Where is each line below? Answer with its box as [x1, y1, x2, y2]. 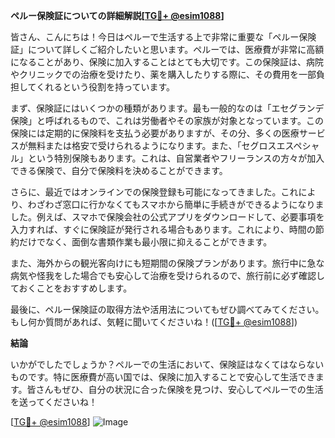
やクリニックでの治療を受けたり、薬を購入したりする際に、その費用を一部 [10, 69, 317, 80]
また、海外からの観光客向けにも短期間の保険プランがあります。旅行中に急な [10, 257, 325, 269]
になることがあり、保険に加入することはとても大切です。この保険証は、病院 [10, 56, 324, 68]
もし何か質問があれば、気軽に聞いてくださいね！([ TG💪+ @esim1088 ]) [10, 316, 298, 328]
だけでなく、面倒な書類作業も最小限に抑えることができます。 [18, 236, 273, 248]
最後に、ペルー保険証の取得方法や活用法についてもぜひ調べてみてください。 [10, 304, 325, 315]
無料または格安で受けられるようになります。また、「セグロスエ [27, 140, 286, 151]
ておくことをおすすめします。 [10, 282, 133, 294]
